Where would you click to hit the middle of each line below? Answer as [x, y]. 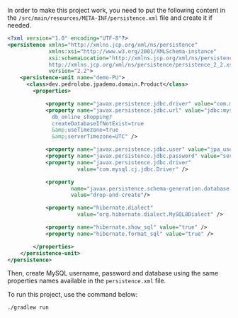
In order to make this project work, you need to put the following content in [116, 10]
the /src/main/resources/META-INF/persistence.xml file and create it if [110, 18]
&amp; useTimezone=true [85, 130]
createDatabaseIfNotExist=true [98, 123]
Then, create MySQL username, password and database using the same [113, 273]
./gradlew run [28, 307]
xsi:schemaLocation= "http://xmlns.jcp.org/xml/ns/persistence [142, 58]
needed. [19, 25]
